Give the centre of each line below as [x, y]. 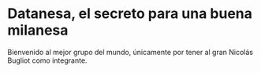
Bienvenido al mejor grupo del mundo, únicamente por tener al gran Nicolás [130, 52]
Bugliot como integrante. [47, 60]
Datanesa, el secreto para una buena [130, 14]
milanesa [38, 30]
